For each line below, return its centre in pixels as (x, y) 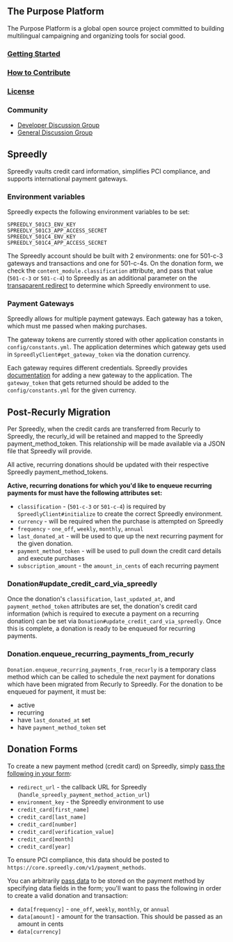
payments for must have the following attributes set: (85, 493)
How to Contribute (39, 73)
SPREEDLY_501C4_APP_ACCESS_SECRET (57, 243)
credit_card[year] (44, 846)
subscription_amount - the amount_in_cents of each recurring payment (118, 566)
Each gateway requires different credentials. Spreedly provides (97, 368)
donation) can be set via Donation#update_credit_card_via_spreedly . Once (114, 621)
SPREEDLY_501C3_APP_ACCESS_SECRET (57, 230)
